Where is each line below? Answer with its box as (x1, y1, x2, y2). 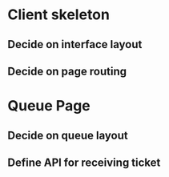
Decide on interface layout (7, 38, 143, 51)
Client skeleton (7, 6, 110, 24)
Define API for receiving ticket (7, 155, 161, 169)
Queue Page (7, 97, 91, 115)
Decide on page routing (7, 64, 127, 78)
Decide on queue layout (7, 128, 129, 142)
